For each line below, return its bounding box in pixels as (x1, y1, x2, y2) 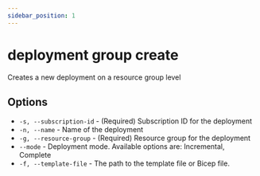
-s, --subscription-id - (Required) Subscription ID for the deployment (18, 116, 252, 126)
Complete (18, 151, 52, 160)
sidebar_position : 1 (7, 11, 76, 20)
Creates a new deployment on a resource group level (7, 72, 181, 82)
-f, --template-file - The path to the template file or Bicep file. (18, 158, 230, 168)
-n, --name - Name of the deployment (18, 125, 144, 135)
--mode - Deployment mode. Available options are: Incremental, (18, 142, 225, 151)
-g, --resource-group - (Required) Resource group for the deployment (18, 133, 251, 143)
